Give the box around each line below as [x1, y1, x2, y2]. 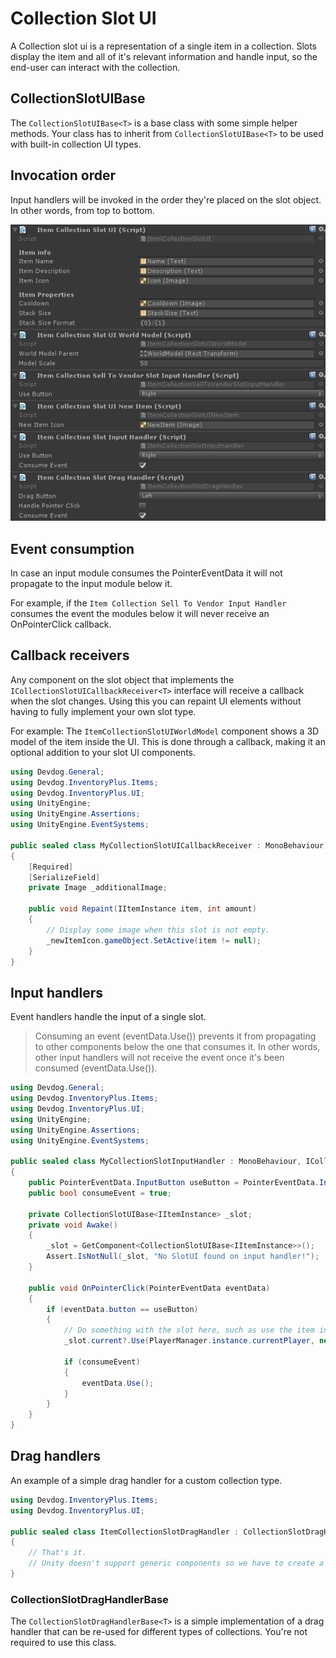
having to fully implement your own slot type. [10, 705, 197, 717]
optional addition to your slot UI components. [10, 746, 197, 758]
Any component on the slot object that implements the [10, 673, 235, 686]
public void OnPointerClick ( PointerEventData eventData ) [28, 1283, 271, 1293]
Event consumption [10, 540, 135, 557]
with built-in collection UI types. [10, 138, 142, 150]
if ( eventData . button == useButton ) [46, 1304, 199, 1314]
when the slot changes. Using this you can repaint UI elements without [10, 695, 302, 707]
